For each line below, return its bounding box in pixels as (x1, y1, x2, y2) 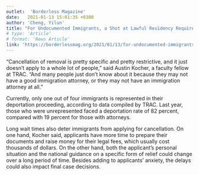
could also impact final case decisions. (6, 163, 101, 170)
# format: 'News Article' (6, 36, 70, 42)
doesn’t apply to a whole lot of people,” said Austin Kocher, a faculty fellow (6, 64, 189, 71)
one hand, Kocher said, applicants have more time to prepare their (6, 131, 168, 138)
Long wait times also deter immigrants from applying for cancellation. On (6, 125, 184, 132)
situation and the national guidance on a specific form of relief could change (6, 150, 192, 157)
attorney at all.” (6, 83, 43, 90)
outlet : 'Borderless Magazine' (6, 8, 86, 15)
